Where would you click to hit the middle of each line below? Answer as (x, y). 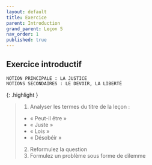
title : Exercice (26, 18)
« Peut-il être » (48, 118)
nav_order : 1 (23, 34)
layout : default (26, 12)
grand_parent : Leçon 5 (35, 29)
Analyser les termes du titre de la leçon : (80, 106)
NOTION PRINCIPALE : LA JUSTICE (47, 78)
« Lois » (40, 131)
